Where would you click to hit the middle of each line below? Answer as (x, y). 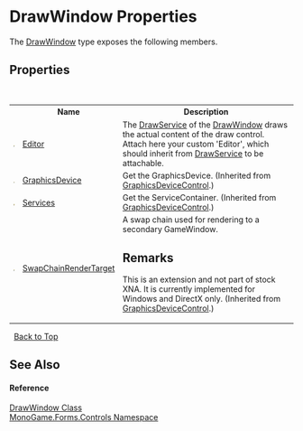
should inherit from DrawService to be (193, 153)
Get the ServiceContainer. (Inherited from (199, 197)
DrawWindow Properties (103, 17)
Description (206, 112)
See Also (35, 365)
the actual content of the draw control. (193, 134)
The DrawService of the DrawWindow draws (205, 125)
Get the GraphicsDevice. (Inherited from (197, 175)
